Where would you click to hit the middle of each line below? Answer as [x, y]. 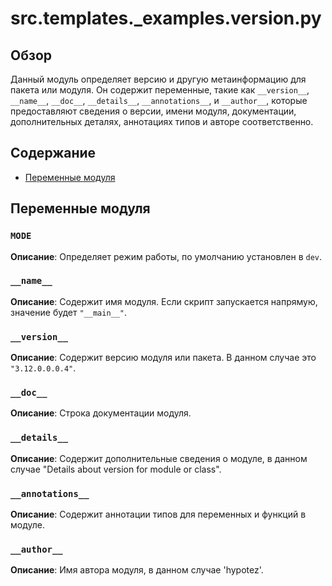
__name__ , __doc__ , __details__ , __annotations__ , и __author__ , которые [159, 100]
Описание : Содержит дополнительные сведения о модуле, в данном [159, 458]
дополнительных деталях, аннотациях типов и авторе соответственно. [162, 121]
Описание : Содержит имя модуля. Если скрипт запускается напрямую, [164, 301]
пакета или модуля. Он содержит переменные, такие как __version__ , [160, 90]
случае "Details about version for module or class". [116, 469]
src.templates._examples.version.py [166, 18]
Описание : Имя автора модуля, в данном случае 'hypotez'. [137, 570]
